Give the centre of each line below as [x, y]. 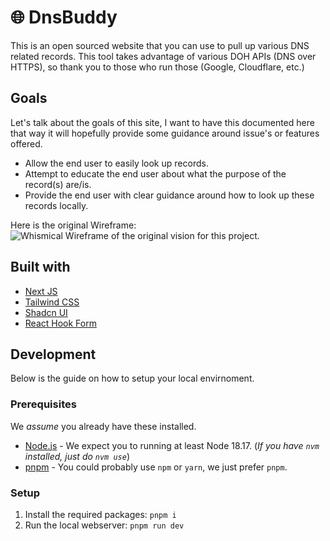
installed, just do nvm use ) [77, 456]
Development [53, 354]
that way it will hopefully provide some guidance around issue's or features [165, 133]
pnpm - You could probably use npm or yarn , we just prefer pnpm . [156, 467]
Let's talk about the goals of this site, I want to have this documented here [162, 122]
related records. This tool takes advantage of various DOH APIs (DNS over [163, 56]
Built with [40, 267]
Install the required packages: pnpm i [100, 514]
